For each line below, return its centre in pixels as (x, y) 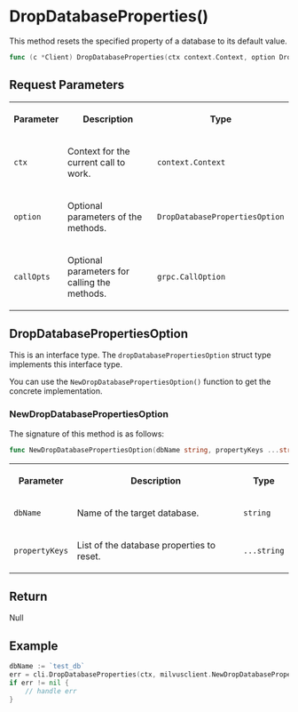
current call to (96, 162)
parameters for (98, 271)
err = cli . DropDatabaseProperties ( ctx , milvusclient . (111, 675)
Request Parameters (67, 85)
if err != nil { (39, 683)
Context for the (98, 151)
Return (28, 596)
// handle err (51, 691)
